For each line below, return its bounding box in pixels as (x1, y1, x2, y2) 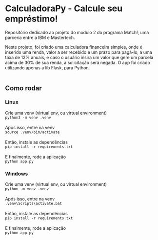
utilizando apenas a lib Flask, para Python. (5, 64, 90, 71)
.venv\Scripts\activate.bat (5, 201, 62, 206)
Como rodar (5, 84, 42, 93)
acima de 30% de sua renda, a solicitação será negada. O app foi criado (5, 60, 150, 65)
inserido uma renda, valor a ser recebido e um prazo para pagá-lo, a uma (5, 49, 152, 55)
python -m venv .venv (5, 186, 49, 191)
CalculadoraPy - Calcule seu (5, 3, 123, 14)
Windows (5, 170, 28, 177)
